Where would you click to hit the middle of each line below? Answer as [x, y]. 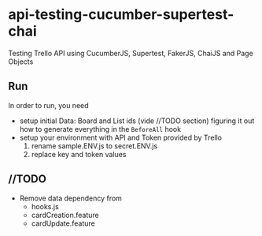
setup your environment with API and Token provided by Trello [121, 137]
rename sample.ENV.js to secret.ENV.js [94, 146]
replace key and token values [79, 154]
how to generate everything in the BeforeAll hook [100, 129]
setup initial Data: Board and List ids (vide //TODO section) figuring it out [137, 121]
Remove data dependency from [70, 198]
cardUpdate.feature [63, 223]
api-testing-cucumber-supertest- [121, 15]
